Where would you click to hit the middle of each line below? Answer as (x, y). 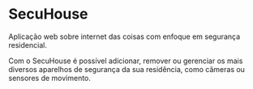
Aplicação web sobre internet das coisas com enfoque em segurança (124, 36)
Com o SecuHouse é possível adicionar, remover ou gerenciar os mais (126, 61)
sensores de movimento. (50, 78)
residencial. (28, 44)
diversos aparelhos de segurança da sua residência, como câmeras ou (127, 69)
